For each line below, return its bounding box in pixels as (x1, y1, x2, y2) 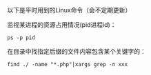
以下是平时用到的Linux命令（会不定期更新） (7, 6, 132, 14)
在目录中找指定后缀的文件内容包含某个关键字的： (7, 47, 146, 55)
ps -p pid (7, 34, 36, 41)
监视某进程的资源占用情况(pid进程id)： (7, 21, 117, 29)
